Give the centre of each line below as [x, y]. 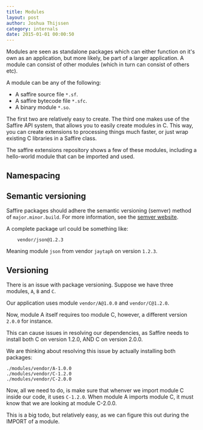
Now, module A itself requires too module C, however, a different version [97, 315]
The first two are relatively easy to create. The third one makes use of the [98, 119]
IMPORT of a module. [33, 422]
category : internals [32, 29]
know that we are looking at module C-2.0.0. [62, 403]
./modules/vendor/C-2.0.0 [39, 379]
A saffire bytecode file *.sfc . [51, 101]
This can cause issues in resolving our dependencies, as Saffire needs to [98, 333]
